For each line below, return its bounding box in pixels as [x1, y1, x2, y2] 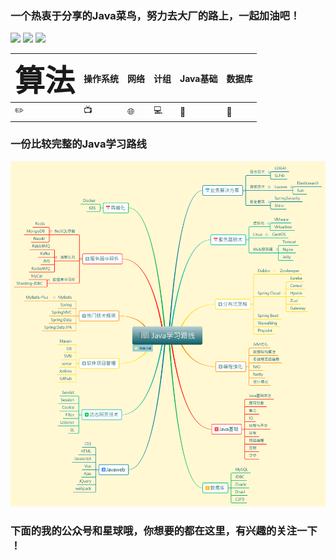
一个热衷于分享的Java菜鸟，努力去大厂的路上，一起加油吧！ [10, 8, 301, 22]
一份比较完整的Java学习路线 [10, 137, 147, 151]
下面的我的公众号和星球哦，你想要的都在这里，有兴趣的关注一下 [10, 523, 318, 537]
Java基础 [179, 72, 218, 84]
